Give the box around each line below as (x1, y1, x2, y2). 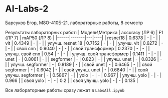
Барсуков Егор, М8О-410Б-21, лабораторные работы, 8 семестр (5, 20, 143, 26)
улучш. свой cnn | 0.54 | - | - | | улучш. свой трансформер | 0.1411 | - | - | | (5, 51, 162, 57)
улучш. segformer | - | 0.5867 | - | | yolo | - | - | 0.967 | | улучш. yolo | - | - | (5, 72, 162, 78)
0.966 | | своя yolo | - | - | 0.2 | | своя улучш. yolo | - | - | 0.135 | (5, 77, 138, 83)
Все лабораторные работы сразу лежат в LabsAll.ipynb (5, 87, 125, 93)
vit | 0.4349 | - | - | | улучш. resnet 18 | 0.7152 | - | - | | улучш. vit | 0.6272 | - (5, 40, 163, 46)
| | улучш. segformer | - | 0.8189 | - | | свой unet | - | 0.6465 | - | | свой (5, 61, 152, 67)
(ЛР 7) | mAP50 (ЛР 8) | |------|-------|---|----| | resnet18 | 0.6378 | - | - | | (5, 35, 160, 41)
